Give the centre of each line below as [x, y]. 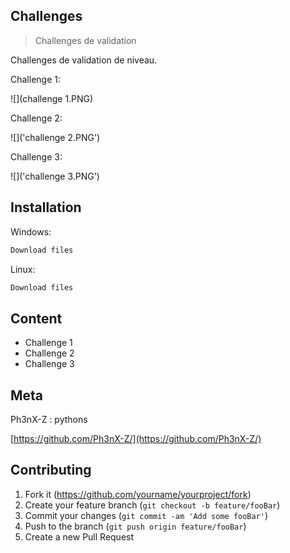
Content [36, 318]
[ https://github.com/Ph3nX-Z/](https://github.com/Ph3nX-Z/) [136, 438]
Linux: [23, 269]
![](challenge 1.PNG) [52, 98]
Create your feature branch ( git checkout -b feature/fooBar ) [152, 505]
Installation [46, 207]
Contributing [51, 470]
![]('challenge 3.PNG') [55, 176]
